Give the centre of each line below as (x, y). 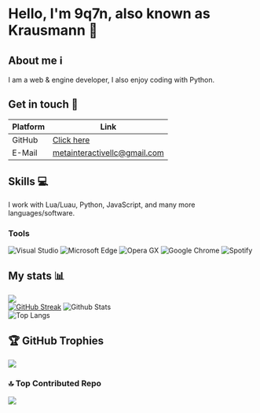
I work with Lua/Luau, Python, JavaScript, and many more (102, 205)
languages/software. (42, 212)
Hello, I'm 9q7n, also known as (109, 14)
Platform (29, 127)
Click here (71, 140)
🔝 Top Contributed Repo (55, 384)
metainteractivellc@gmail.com (108, 153)
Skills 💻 (28, 182)
